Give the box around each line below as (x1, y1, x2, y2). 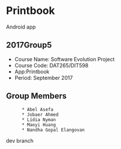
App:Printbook (14, 68, 50, 75)
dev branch (6, 137, 34, 144)
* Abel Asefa (21, 107, 54, 112)
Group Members (6, 91, 67, 101)
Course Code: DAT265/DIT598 (14, 62, 89, 69)
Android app (6, 23, 36, 30)
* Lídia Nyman (21, 116, 57, 123)
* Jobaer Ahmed (21, 112, 59, 118)
